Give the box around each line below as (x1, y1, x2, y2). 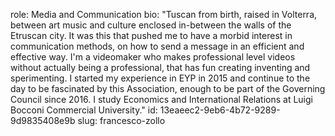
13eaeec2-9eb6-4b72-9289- (159, 104, 281, 116)
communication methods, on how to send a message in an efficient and (10, 40, 305, 52)
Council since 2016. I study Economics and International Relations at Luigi (10, 94, 313, 105)
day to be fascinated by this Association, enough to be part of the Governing (10, 83, 326, 94)
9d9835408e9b (10, 115, 76, 126)
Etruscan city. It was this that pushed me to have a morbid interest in (10, 30, 293, 41)
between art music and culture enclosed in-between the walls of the (10, 19, 292, 31)
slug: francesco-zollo (77, 115, 166, 126)
